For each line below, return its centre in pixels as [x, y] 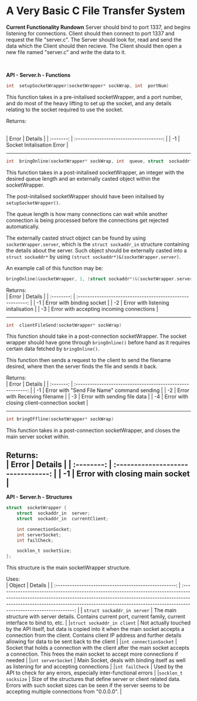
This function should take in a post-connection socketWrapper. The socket [96, 336]
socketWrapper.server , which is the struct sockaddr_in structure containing [98, 244]
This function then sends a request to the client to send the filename [89, 360]
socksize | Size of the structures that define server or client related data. [93, 679]
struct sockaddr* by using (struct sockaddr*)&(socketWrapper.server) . [94, 257]
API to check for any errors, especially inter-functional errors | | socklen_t [94, 673]
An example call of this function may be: [55, 268]
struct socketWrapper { [36, 508]
